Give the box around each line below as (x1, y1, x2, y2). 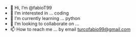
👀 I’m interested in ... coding (10, 10, 69, 16)
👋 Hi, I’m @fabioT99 (10, 5, 52, 10)
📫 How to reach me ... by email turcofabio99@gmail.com (10, 26, 131, 32)
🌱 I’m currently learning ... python (10, 15, 80, 21)
